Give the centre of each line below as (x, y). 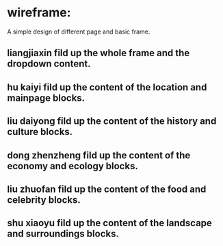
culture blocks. (40, 132)
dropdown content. (49, 64)
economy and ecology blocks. (73, 166)
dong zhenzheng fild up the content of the (99, 155)
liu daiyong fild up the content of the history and (112, 121)
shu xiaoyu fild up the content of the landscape (109, 223)
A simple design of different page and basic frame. (79, 32)
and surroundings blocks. (63, 234)
